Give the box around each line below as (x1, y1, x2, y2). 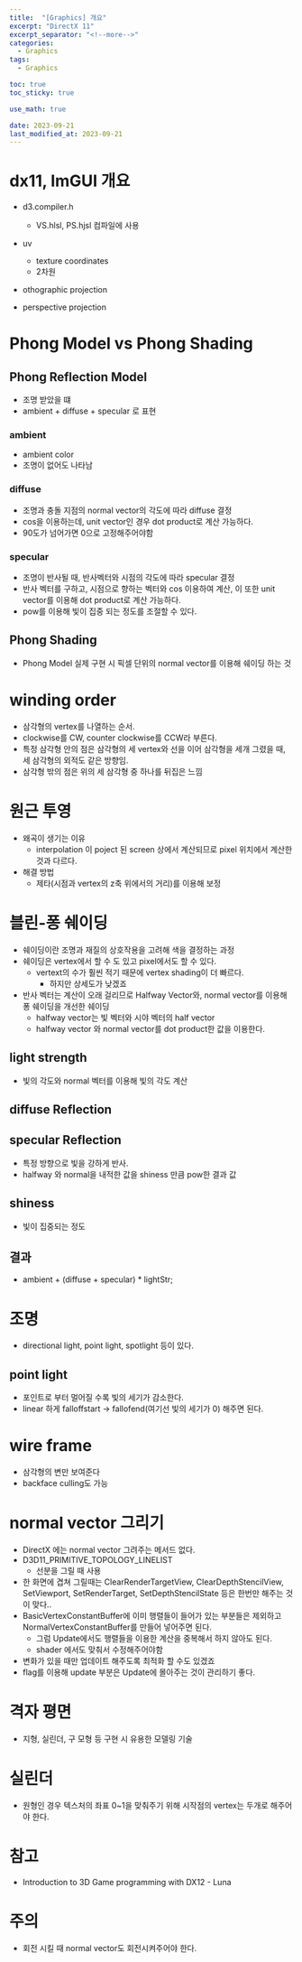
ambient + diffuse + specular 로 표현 (22, 405, 157, 416)
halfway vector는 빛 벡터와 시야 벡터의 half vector (35, 1012, 215, 1023)
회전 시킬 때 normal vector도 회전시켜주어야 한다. (22, 1942, 197, 1953)
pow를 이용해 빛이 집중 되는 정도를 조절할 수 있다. (22, 606, 197, 617)
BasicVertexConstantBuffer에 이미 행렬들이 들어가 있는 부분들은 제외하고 (22, 1610, 282, 1621)
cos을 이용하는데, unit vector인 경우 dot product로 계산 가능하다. (22, 516, 254, 526)
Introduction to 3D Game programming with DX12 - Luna (22, 1876, 232, 1887)
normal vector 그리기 (9, 1513, 165, 1533)
